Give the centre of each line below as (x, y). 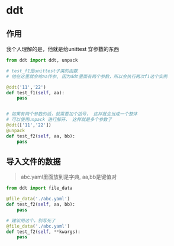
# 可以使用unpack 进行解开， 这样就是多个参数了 (59, 120)
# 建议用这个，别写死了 (31, 221)
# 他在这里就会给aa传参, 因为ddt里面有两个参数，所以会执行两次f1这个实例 (87, 76)
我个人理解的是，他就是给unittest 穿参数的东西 (63, 49)
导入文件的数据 (33, 162)
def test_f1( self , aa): (36, 92)
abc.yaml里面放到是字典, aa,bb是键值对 (69, 177)
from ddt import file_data (39, 188)
